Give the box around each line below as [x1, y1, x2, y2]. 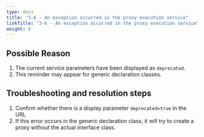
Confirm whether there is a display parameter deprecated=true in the [15, 104, 187, 112]
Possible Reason [6, 48, 71, 58]
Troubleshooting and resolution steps [6, 89, 152, 99]
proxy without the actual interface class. [15, 124, 116, 131]
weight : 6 [6, 25, 32, 32]
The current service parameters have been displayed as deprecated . [15, 64, 186, 72]
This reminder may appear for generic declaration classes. [15, 71, 162, 78]
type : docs [6, 8, 34, 15]
